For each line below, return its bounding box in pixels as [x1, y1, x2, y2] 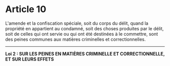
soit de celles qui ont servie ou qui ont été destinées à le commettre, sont [5, 31, 158, 37]
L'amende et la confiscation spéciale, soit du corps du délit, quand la [5, 20, 148, 26]
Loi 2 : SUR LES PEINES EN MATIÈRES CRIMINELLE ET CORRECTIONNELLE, [5, 50, 165, 56]
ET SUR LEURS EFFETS [5, 56, 54, 62]
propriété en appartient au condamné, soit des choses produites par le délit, [5, 25, 164, 31]
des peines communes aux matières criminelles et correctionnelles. [5, 36, 146, 42]
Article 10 [5, 4, 47, 15]
